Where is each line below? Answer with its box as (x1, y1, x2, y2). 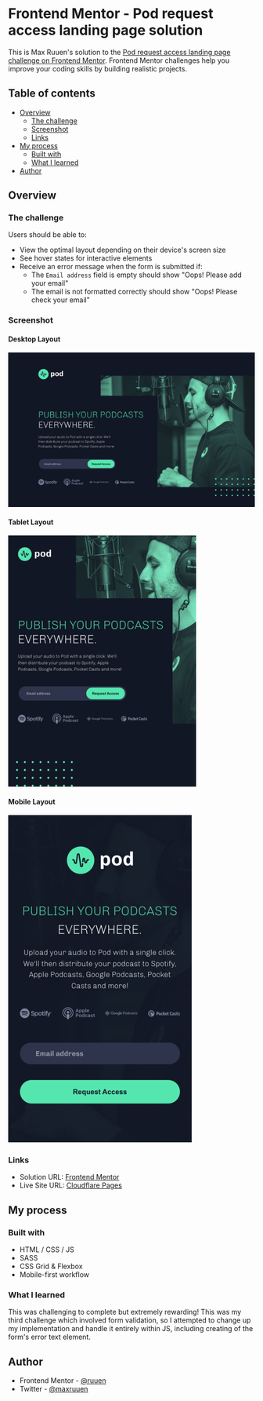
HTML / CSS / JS (19, 1245, 74, 1254)
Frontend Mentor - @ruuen (19, 1376, 107, 1385)
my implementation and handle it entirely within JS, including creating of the (8, 1324, 254, 1334)
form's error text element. (8, 1332, 92, 1342)
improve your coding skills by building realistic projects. (8, 64, 188, 73)
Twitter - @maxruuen (19, 1385, 88, 1394)
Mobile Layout (8, 797, 56, 807)
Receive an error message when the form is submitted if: (19, 262, 203, 272)
